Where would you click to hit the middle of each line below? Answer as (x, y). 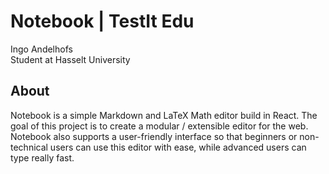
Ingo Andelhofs (41, 49)
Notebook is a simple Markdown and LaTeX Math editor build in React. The (164, 115)
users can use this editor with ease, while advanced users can (178, 147)
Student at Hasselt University (70, 59)
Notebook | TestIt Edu (102, 21)
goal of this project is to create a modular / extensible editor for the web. (159, 126)
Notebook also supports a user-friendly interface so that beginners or (154, 136)
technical (29, 147)
